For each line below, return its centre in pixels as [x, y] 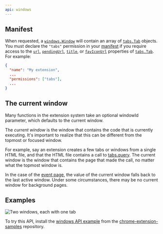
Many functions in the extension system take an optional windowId [72, 115]
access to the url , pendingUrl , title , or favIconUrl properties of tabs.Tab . [80, 51]
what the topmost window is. [34, 165]
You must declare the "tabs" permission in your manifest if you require [76, 46]
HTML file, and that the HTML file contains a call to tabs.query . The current [80, 155]
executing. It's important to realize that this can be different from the [73, 135]
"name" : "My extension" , [35, 70]
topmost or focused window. [34, 140]
